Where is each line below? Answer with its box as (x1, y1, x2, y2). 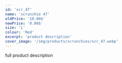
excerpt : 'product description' (5, 35, 72, 40)
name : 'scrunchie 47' (5, 12, 50, 17)
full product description (5, 52, 53, 58)
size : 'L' (5, 25, 26, 30)
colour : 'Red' (5, 30, 35, 35)
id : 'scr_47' (5, 7, 32, 12)
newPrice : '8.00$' (5, 21, 43, 26)
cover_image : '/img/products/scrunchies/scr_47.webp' (5, 39, 119, 44)
